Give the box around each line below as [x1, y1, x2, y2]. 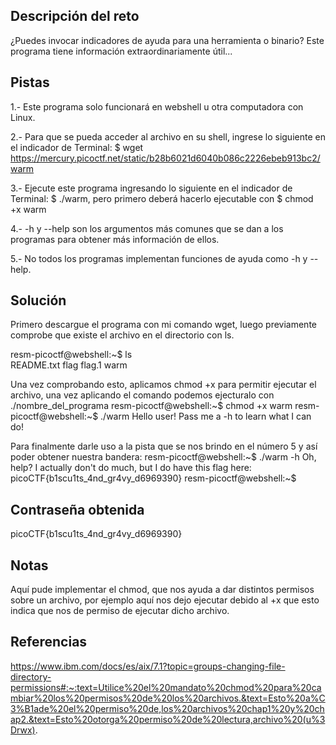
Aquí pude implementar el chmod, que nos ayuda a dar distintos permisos [10, 584, 315, 596]
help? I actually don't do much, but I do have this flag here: [10, 462, 252, 474]
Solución [10, 292, 67, 309]
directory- [10, 670, 52, 683]
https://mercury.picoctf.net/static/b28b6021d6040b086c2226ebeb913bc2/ [10, 152, 321, 164]
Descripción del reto [10, 8, 140, 25]
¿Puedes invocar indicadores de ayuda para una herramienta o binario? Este [10, 34, 325, 46]
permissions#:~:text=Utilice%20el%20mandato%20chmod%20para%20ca [10, 681, 322, 693]
